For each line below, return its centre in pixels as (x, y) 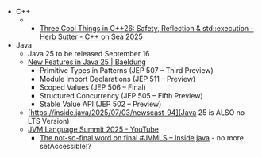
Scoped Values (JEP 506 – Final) (93, 87)
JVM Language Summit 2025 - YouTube (93, 129)
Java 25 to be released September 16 (89, 54)
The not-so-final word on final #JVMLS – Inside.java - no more (142, 138)
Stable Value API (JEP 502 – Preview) (100, 104)
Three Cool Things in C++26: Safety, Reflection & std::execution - (146, 28)
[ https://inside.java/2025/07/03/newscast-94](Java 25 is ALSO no (136, 113)
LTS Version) (48, 121)
